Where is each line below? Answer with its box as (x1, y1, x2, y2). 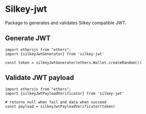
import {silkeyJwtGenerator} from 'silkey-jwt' (5, 51, 105, 56)
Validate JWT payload (5, 74, 74, 82)
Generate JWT (5, 34, 51, 42)
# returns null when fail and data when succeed (5, 100, 107, 105)
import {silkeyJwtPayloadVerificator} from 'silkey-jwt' (5, 91, 124, 96)
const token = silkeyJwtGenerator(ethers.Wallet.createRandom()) (5, 60, 142, 65)
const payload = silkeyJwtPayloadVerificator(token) (5, 104, 116, 109)
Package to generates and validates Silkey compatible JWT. (5, 20, 126, 26)
